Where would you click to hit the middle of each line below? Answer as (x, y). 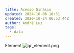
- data (16, 32)
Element (13, 46)
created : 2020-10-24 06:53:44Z (37, 18)
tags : (11, 27)
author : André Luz (24, 23)
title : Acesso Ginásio (28, 9)
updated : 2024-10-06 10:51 (33, 14)
